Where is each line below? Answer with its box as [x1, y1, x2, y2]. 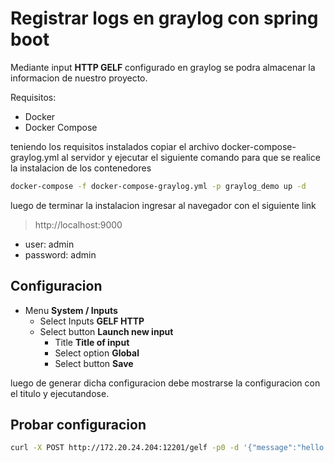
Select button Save [54, 357, 134, 369]
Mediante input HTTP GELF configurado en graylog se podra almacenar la [10, 61, 316, 73]
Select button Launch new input [39, 325, 174, 337]
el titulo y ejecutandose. [10, 387, 110, 399]
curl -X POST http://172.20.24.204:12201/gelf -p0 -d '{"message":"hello [10, 443, 325, 453]
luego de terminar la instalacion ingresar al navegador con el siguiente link [10, 199, 317, 211]
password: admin [24, 248, 97, 261]
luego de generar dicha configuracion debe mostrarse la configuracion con [10, 377, 321, 389]
